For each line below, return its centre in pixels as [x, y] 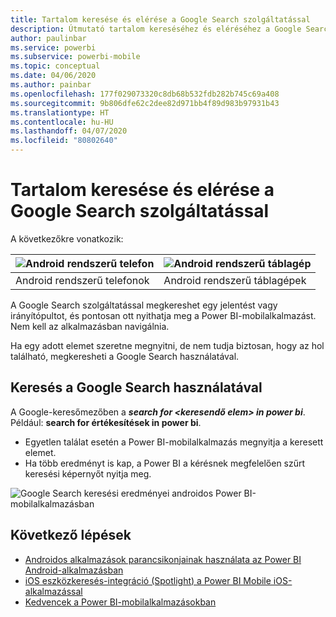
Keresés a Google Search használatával [136, 387]
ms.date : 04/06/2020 [53, 76]
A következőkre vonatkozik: [67, 238]
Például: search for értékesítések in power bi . [106, 422]
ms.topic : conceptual [55, 66]
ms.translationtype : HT [60, 112]
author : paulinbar [48, 38]
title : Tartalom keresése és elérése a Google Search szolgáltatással [160, 19]
